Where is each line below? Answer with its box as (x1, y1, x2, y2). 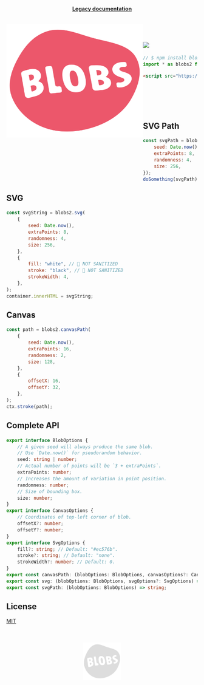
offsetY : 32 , (28, 384, 61, 390)
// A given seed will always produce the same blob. (17, 443, 154, 450)
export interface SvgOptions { (6, 540, 86, 546)
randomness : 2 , (28, 352, 67, 358)
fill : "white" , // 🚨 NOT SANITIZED (28, 261, 118, 267)
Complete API (6, 420, 59, 431)
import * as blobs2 (143, 61, 192, 67)
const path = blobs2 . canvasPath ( (6, 327, 91, 333)
